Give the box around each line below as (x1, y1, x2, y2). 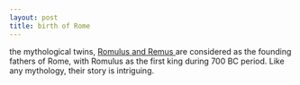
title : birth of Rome (9, 21, 91, 30)
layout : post (9, 13, 59, 22)
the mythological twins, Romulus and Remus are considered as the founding (9, 46, 292, 56)
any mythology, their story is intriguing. (9, 64, 155, 76)
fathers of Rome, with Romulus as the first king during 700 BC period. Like (9, 55, 286, 66)
